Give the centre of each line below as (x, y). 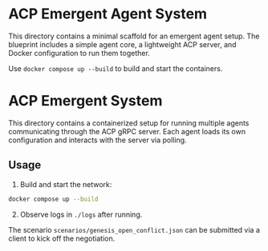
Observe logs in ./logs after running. (81, 214)
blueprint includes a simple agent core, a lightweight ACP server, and (122, 44)
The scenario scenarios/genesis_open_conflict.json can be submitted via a (134, 229)
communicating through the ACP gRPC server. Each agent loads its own (127, 131)
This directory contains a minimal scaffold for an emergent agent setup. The (134, 36)
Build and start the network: (66, 184)
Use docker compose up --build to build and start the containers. (116, 68)
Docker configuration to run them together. (79, 53)
